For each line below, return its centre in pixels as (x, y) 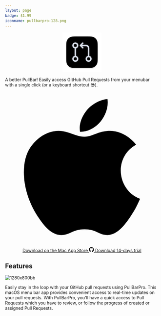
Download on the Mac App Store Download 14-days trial (82, 251)
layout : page (18, 10)
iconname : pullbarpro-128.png (36, 21)
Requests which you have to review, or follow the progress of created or (77, 303)
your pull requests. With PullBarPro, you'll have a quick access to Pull (75, 298)
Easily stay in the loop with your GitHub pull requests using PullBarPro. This (81, 288)
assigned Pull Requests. (29, 308)
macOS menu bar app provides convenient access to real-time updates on (80, 292)
